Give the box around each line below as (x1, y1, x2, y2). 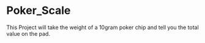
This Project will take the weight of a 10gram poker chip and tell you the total (6, 24, 199, 31)
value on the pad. (6, 30, 51, 37)
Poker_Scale (6, 4, 71, 18)
